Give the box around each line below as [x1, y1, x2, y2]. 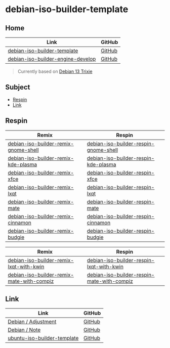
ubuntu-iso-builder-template [8, 335, 79, 342]
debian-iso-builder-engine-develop [8, 56, 96, 62]
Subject [5, 83, 30, 92]
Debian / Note [8, 326, 41, 333]
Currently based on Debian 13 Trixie [17, 68, 93, 74]
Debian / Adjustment [8, 318, 57, 325]
